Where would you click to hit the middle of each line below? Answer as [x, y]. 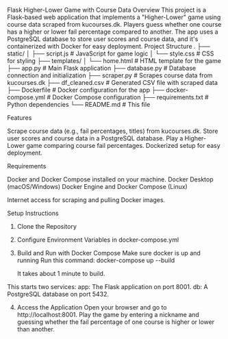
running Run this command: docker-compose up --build [96, 260]
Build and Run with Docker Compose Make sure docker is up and [109, 253]
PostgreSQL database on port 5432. [58, 294]
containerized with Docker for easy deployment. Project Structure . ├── [109, 46]
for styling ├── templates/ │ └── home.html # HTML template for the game [114, 61]
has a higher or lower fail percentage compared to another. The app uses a [113, 32]
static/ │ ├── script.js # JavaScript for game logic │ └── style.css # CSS [111, 53]
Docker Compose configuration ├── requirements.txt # [130, 97]
